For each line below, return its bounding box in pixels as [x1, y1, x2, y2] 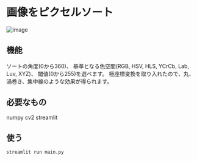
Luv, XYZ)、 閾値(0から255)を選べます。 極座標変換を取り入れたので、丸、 [6, 70, 195, 77]
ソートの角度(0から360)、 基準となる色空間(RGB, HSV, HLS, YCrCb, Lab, [6, 62, 190, 70]
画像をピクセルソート [6, 5, 114, 19]
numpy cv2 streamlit [6, 114, 58, 121]
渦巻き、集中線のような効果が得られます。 [6, 77, 113, 85]
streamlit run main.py [6, 149, 64, 156]
